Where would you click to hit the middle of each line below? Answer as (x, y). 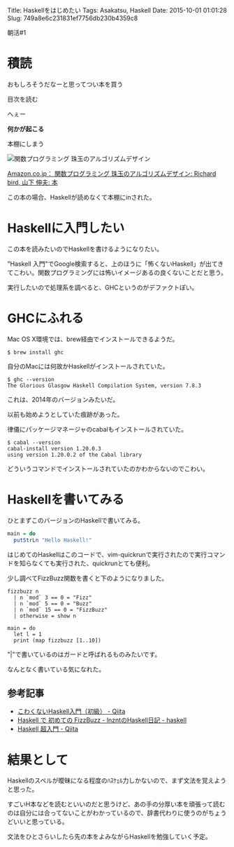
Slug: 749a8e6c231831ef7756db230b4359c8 (73, 18)
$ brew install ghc (36, 352)
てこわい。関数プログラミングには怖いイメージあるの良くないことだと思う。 (117, 273)
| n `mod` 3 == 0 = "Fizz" (53, 598)
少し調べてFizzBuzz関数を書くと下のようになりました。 (88, 578)
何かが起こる (25, 129)
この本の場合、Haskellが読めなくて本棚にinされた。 (81, 197)
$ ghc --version (31, 379)
